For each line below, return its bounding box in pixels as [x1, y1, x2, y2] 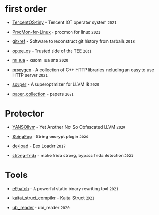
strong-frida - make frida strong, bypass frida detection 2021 [12, 152, 134, 158]
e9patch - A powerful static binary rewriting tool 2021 [12, 185, 119, 191]
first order [5, 3, 47, 15]
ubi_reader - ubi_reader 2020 [12, 204, 70, 210]
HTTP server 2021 [12, 72, 48, 78]
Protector [5, 108, 44, 119]
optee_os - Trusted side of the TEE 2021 [12, 48, 92, 54]
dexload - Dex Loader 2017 [12, 143, 66, 149]
